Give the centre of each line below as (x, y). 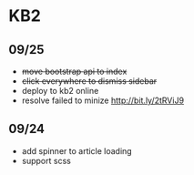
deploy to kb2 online (60, 91)
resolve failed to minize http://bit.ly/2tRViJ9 (102, 100)
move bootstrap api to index (74, 71)
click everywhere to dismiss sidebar (89, 81)
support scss (46, 160)
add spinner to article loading (77, 150)
